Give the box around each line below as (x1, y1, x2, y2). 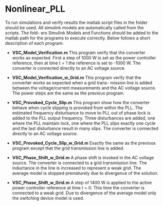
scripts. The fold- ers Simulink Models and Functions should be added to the (5, 30, 159, 36)
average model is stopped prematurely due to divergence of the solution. (12, 170, 159, 176)
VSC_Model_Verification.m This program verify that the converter (12, 50, 146, 56)
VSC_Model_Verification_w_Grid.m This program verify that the (12, 75, 142, 80)
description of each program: (5, 40, 64, 46)
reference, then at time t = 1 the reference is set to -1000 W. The (12, 60, 141, 66)
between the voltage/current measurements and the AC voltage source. (12, 85, 157, 91)
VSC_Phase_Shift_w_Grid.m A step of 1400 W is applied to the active (12, 179, 152, 186)
